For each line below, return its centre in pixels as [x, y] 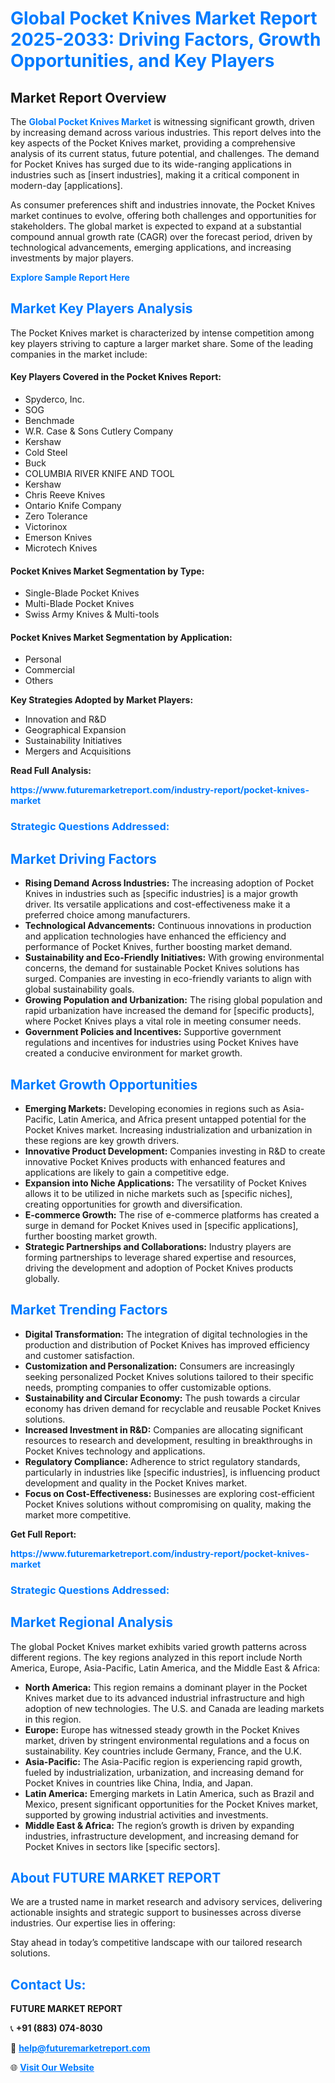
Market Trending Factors [89, 1310]
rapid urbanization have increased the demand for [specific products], [169, 1011]
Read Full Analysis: [51, 771]
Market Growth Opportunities [104, 1084]
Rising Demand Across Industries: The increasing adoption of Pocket [169, 883]
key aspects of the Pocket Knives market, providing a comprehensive [153, 143]
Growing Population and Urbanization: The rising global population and [173, 1000]
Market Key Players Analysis [101, 308]
